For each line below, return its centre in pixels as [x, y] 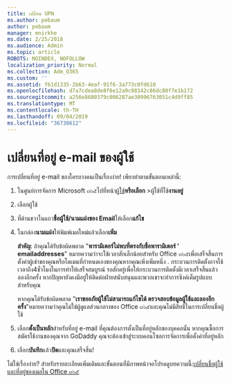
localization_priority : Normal [52, 65]
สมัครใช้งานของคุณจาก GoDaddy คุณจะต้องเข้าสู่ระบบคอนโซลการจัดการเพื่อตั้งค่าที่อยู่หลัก [120, 336]
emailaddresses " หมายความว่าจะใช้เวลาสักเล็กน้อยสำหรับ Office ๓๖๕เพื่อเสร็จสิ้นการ [120, 254]
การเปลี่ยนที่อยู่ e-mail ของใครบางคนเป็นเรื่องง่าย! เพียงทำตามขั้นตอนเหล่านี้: [94, 177]
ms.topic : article [34, 53]
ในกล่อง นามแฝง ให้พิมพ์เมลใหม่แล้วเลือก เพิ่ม [67, 232]
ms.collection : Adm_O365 [43, 71]
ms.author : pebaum [34, 20]
